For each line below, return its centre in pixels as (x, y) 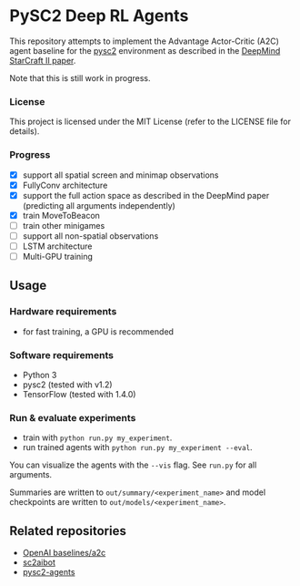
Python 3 (40, 375)
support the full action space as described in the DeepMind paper (146, 195)
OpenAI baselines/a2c (64, 553)
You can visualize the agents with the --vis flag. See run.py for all (133, 465)
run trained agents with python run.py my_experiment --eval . (137, 447)
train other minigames (64, 225)
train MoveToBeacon (61, 215)
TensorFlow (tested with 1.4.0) (79, 395)
